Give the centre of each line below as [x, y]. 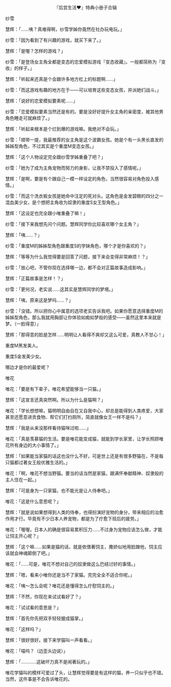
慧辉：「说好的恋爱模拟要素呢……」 [41, 101]
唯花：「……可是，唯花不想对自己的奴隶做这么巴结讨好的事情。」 [72, 564]
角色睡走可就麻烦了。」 [29, 118]
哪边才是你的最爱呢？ [27, 367]
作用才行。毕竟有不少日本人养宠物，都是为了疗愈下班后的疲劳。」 [73, 519]
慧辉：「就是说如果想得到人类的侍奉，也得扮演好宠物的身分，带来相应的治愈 [84, 512]
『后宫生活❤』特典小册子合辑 [85, 7]
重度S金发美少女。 [25, 356]
